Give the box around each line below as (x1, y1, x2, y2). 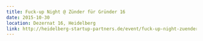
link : (6, 25, 20, 32)
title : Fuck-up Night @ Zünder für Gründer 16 (6, 8, 126, 15)
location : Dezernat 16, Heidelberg (6, 20, 96, 26)
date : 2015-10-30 (6, 14, 50, 20)
